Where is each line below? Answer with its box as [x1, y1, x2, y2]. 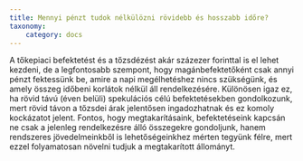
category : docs [25, 30, 83, 39]
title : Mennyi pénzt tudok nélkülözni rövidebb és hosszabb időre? [9, 13, 270, 23]
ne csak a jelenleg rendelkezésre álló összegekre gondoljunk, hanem [9, 122, 267, 133]
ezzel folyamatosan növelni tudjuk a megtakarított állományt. [9, 141, 235, 152]
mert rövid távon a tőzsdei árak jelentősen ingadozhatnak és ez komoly [9, 103, 275, 114]
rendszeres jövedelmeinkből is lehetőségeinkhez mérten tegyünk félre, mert [9, 132, 293, 143]
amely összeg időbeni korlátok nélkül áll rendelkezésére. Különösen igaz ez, [9, 83, 293, 95]
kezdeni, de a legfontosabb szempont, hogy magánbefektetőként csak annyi [9, 64, 294, 75]
